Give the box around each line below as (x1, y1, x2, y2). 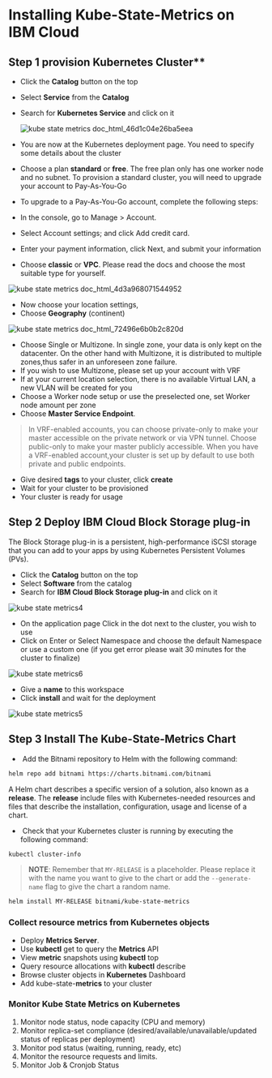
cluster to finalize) (19, 653, 81, 663)
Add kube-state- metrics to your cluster (19, 978, 152, 988)
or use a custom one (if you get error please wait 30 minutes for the (19, 644, 247, 654)
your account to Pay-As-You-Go (19, 181, 127, 191)
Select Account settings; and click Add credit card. (19, 229, 190, 238)
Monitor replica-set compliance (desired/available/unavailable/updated (19, 1025, 257, 1035)
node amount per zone (19, 400, 97, 410)
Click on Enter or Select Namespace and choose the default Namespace (19, 635, 262, 646)
